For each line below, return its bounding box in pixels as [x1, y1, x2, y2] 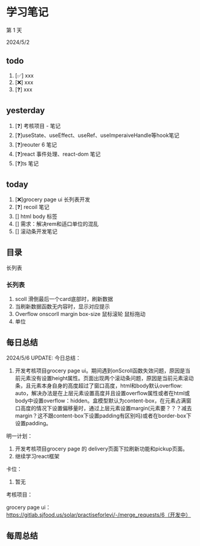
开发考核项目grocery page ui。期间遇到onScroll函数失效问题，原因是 [14, 367, 186, 374]
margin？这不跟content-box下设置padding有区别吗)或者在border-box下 [14, 412, 192, 419]
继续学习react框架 [14, 453, 60, 460]
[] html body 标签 [14, 213, 58, 220]
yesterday [6, 106, 45, 116]
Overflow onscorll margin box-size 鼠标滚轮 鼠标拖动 [14, 311, 146, 318]
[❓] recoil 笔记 [14, 204, 50, 211]
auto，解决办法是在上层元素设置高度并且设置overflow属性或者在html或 [14, 390, 190, 397]
